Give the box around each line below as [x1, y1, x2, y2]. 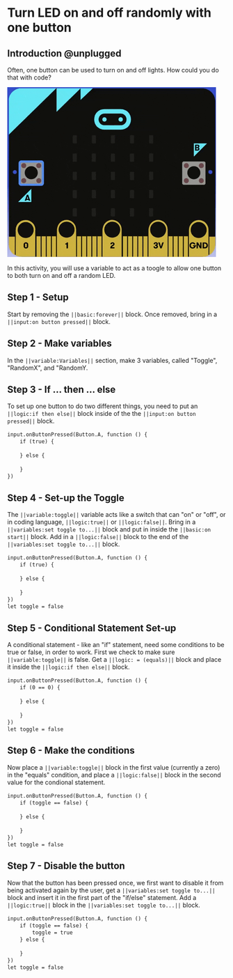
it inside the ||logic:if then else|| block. [7, 663, 130, 672]
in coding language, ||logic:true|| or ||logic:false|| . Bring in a [7, 518, 196, 527]
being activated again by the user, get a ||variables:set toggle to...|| [7, 886, 216, 894]
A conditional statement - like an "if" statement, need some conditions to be [7, 641, 225, 649]
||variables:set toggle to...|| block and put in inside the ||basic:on [7, 525, 211, 534]
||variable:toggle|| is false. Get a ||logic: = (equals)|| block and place [7, 655, 222, 664]
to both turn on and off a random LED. [7, 272, 116, 279]
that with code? [7, 73, 52, 81]
